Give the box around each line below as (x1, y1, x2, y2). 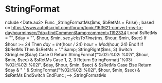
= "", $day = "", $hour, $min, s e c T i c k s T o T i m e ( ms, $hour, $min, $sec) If (5, 35, 147, 42)
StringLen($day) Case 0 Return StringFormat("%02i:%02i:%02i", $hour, (5, 51, 149, 57)
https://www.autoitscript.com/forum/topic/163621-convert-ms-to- (11, 24, 144, 30)
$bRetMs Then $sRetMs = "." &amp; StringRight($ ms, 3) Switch (5, 46, 132, 52)
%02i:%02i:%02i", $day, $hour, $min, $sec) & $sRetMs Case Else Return (5, 62, 152, 67)
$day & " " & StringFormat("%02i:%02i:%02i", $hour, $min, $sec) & (5, 67, 140, 73)
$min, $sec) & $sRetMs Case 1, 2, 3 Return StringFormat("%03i (5, 57, 132, 63)
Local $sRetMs (127, 30, 157, 35)
